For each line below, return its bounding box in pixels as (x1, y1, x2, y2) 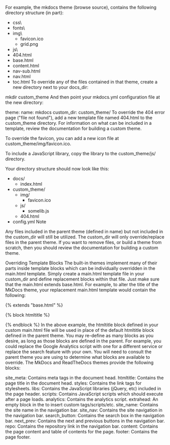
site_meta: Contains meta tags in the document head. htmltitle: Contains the (5, 375, 164, 381)
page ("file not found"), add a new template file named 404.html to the (5, 115, 153, 121)
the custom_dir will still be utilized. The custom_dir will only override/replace (5, 234, 165, 240)
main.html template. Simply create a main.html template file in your (5, 271, 145, 277)
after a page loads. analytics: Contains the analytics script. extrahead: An (5, 396, 158, 402)
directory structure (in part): (5, 10, 64, 16)
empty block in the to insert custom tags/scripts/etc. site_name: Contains (5, 402, 158, 407)
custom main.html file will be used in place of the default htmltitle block (5, 327, 154, 333)
